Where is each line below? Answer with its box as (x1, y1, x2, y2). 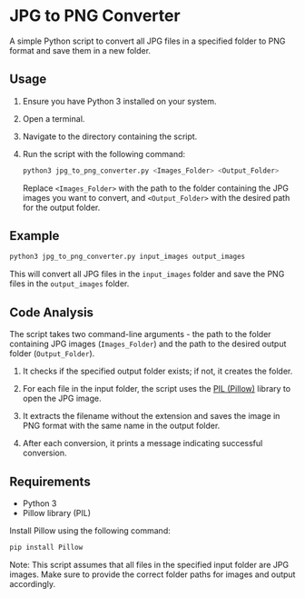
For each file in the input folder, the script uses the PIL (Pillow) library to (22, 384, 291, 394)
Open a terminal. (22, 113, 85, 124)
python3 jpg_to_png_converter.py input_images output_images (9, 252, 246, 262)
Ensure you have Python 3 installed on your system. (22, 95, 217, 106)
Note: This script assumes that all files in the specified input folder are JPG (9, 559, 289, 570)
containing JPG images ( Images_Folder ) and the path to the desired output (9, 338, 287, 350)
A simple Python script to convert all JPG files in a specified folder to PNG (9, 35, 286, 46)
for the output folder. (22, 202, 101, 213)
